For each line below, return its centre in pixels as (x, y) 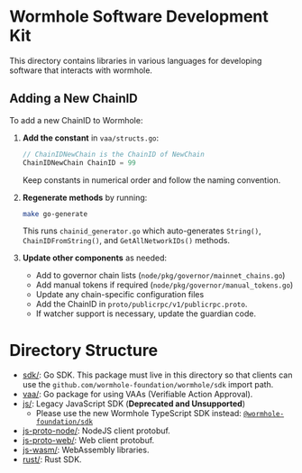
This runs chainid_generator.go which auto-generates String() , (142, 231)
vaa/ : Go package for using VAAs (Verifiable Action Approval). (137, 395)
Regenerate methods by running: (85, 197)
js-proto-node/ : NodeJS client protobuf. (96, 431)
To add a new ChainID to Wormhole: (76, 120)
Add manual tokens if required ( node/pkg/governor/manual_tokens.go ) (165, 285)
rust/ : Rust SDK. (52, 459)
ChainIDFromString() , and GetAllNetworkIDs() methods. (126, 241)
